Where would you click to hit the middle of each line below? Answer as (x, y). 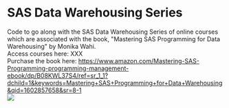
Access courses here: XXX (45, 54)
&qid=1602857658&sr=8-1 (44, 90)
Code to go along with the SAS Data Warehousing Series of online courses (113, 32)
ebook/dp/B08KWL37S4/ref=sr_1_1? (58, 75)
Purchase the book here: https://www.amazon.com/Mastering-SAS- (103, 61)
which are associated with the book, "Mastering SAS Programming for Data (114, 39)
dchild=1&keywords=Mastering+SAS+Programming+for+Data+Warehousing (115, 83)
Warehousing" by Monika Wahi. (52, 46)
